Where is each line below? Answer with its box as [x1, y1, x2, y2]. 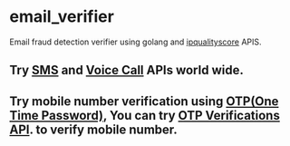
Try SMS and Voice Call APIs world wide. [9, 63, 245, 78]
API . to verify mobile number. [9, 122, 179, 137]
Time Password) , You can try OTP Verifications [9, 107, 281, 123]
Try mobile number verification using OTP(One [9, 93, 279, 109]
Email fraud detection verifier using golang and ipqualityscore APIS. [9, 36, 262, 47]
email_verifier [9, 6, 115, 27]
